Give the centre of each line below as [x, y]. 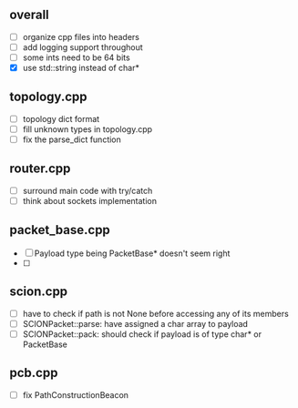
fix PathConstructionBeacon [76, 394]
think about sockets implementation [90, 200]
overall [30, 15]
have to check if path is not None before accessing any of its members [155, 313]
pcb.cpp [34, 373]
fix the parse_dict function [72, 139]
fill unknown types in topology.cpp [87, 129]
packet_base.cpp [60, 230]
